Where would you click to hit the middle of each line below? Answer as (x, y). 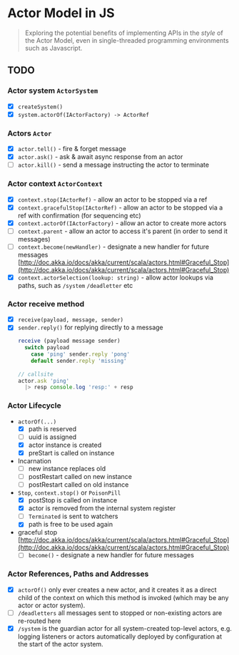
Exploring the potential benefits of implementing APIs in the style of (124, 33)
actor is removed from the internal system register (102, 508)
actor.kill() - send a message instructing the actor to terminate (113, 165)
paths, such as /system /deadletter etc (75, 285)
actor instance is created (65, 445)
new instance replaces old (67, 468)
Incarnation (35, 460)
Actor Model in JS (61, 13)
